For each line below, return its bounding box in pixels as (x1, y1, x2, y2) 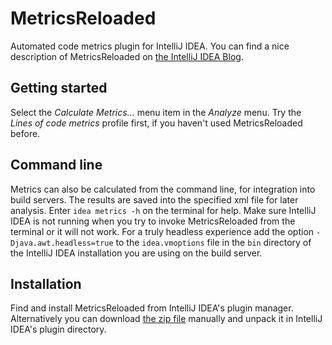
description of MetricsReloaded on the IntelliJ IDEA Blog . (10, 50, 244, 62)
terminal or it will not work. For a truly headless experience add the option (10, 225, 315, 237)
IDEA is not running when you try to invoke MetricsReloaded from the (10, 215, 296, 227)
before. (10, 127, 41, 139)
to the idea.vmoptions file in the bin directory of (115, 236, 312, 248)
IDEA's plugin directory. (10, 323, 107, 336)
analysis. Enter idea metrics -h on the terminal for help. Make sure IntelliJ (10, 204, 317, 216)
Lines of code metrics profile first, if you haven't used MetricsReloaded (10, 117, 303, 129)
